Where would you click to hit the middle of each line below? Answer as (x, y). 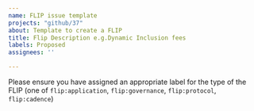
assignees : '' (32, 52)
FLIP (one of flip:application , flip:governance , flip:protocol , (112, 90)
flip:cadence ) (31, 99)
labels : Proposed (37, 45)
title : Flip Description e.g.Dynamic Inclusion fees (97, 38)
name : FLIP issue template (53, 15)
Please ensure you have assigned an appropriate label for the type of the (127, 82)
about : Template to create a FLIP (65, 30)
